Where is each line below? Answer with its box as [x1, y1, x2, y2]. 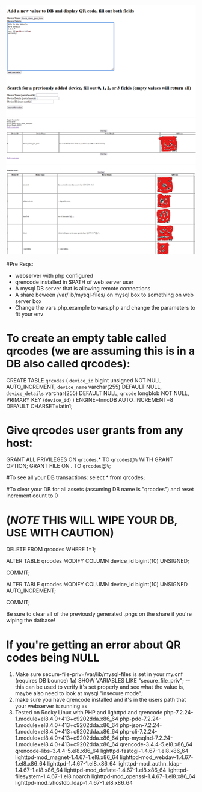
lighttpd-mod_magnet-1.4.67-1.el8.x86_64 [14, 754, 119, 761]
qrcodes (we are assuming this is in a [6, 344, 195, 358]
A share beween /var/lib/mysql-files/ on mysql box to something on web [14, 291, 194, 298]
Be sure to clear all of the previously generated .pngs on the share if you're [6, 610, 192, 618]
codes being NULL [6, 651, 100, 665]
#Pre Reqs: [6, 260, 34, 268]
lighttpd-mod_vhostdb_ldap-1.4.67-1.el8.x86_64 [14, 779, 133, 787]
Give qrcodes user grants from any [6, 423, 183, 437]
